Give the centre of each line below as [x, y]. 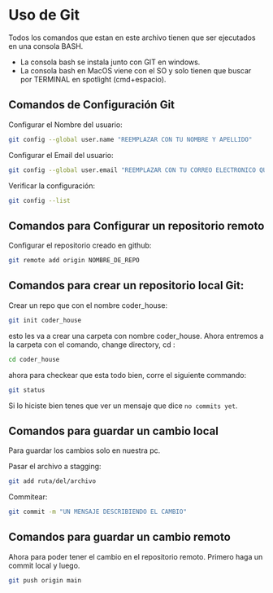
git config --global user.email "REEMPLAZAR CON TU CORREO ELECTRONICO [132, 170]
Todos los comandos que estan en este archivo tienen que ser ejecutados [132, 37]
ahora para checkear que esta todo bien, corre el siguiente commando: [128, 375]
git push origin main [45, 580]
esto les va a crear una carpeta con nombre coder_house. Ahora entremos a [136, 336]
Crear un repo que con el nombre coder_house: [88, 305]
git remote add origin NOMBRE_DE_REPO [74, 261]
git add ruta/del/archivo [52, 481]
